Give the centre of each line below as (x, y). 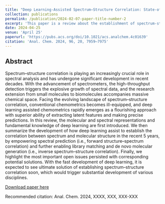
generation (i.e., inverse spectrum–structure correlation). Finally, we (74, 151)
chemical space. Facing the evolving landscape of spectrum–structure (76, 99)
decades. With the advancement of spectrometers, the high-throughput (78, 83)
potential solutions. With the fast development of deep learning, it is (74, 162)
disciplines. (16, 178)
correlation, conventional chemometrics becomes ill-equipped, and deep (79, 104)
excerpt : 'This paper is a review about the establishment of (70, 23)
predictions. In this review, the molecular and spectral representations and (80, 120)
